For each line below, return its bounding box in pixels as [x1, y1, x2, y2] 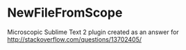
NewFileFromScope [7, 5, 123, 21]
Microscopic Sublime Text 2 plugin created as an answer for [7, 28, 179, 36]
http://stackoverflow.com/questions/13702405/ [7, 35, 142, 43]
